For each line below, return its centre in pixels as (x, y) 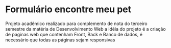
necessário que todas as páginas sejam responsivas (60, 40)
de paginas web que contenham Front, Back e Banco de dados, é (74, 34)
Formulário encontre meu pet (68, 9)
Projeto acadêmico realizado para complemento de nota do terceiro (76, 23)
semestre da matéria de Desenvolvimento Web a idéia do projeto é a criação (86, 29)
